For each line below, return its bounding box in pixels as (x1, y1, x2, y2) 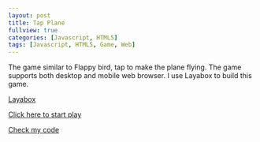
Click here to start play (8, 110, 82, 119)
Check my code (8, 125, 60, 135)
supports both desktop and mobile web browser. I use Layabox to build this (8, 71, 252, 80)
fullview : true (8, 26, 58, 34)
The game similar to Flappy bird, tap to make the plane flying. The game (8, 62, 242, 72)
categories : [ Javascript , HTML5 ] (8, 33, 118, 42)
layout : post (8, 11, 51, 20)
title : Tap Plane (8, 19, 65, 27)
